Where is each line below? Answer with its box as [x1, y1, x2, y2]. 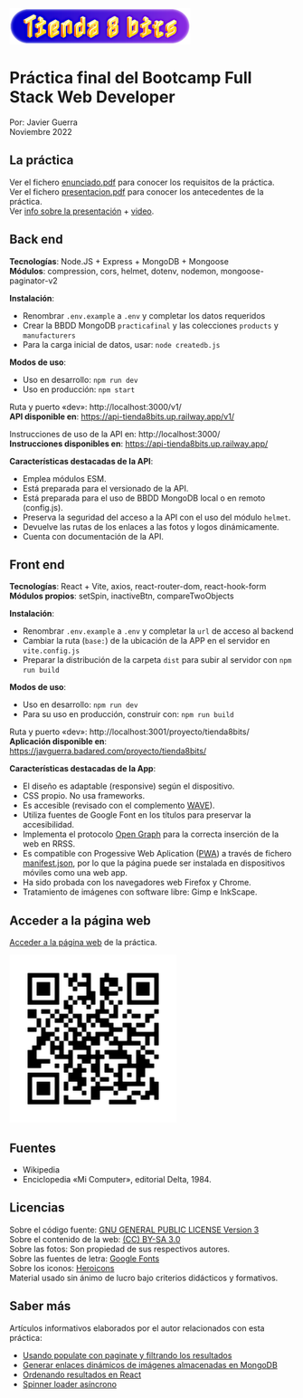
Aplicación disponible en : [9, 736, 107, 747]
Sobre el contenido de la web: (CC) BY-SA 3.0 [9, 1233, 181, 1244]
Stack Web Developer [9, 87, 175, 108]
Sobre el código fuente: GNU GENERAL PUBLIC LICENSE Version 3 [9, 1224, 260, 1235]
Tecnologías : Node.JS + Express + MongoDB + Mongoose [9, 255, 229, 266]
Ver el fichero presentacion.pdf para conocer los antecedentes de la [9, 186, 264, 197]
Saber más [9, 1298, 71, 1314]
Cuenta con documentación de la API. [22, 531, 165, 541]
